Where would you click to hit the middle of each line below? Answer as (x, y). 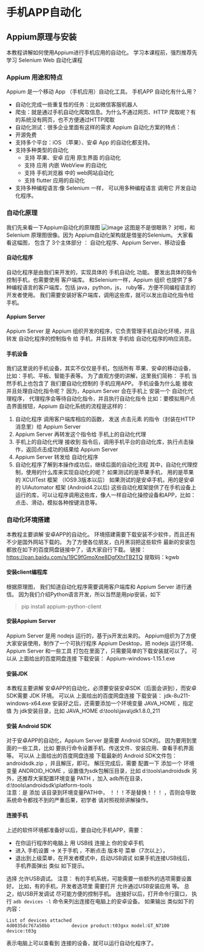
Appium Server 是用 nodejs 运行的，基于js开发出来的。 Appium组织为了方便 (101, 636)
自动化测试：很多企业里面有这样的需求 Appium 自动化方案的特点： (98, 127)
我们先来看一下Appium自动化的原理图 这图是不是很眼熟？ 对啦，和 (101, 227)
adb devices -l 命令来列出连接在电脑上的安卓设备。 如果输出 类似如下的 (104, 901)
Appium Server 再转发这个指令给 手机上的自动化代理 (81, 434)
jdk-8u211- (177, 696)
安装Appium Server (31, 621)
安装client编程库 (27, 572)
